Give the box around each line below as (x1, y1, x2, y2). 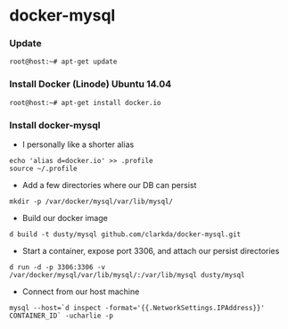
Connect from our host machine (21, 286, 140, 297)
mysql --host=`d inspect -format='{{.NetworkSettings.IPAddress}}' (9, 304, 266, 313)
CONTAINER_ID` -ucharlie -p (9, 311, 114, 321)
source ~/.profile (9, 164, 78, 174)
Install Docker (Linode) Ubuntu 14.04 (9, 78, 172, 90)
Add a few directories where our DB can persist (21, 180, 197, 191)
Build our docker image (21, 213, 109, 224)
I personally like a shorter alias (21, 139, 135, 150)
